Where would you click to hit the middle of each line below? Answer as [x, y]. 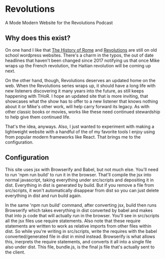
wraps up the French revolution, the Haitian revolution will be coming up [78, 65]
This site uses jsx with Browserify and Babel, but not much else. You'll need [82, 169]
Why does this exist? [38, 38]
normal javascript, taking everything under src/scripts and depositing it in [80, 180]
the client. [15, 252]
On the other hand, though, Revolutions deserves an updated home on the [81, 80]
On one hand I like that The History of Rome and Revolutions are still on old [81, 50]
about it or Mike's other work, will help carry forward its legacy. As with [77, 106]
